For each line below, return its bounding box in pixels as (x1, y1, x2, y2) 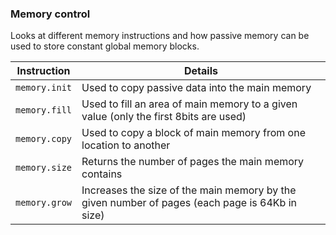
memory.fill (15, 105, 73, 116)
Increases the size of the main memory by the (81, 183, 297, 197)
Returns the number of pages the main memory (81, 155, 305, 169)
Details (184, 64, 218, 78)
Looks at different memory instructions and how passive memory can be (10, 30, 310, 42)
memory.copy (15, 133, 73, 145)
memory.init (15, 82, 73, 94)
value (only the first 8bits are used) (81, 110, 247, 124)
